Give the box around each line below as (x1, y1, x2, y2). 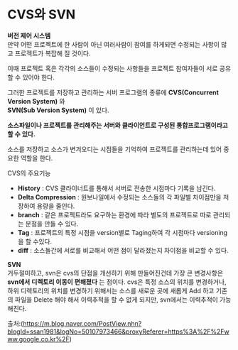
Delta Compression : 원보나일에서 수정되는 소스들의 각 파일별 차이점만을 (17, 192, 222, 201)
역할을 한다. (20, 153, 53, 162)
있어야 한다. (22, 72, 55, 82)
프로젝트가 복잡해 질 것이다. (14, 49, 91, 58)
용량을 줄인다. (36, 202, 75, 210)
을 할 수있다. (17, 237, 53, 246)
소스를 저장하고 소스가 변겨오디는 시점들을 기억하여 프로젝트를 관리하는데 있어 (7, 145, 222, 153)
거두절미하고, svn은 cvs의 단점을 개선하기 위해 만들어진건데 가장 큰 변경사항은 (7, 268, 224, 277)
